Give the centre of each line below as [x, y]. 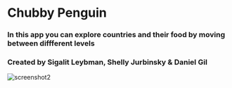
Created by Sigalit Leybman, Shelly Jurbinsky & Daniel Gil [107, 62]
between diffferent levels [51, 43]
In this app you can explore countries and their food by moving [116, 35]
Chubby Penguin [57, 13]
